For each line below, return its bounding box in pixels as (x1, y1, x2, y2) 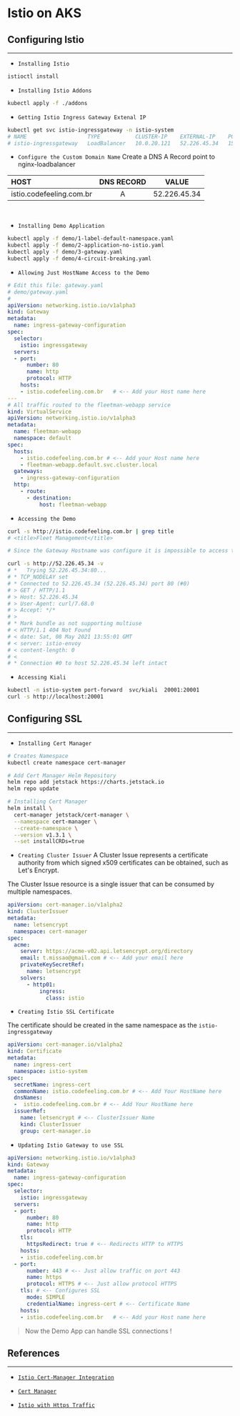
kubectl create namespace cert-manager (7, 759, 126, 766)
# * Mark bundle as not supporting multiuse (7, 620, 142, 627)
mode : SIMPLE (26, 1294, 66, 1301)
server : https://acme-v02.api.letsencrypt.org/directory (20, 948, 194, 955)
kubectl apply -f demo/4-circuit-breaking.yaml (7, 255, 152, 262)
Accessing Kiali (17, 674, 66, 682)
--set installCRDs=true (14, 838, 84, 845)
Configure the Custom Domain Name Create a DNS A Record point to (17, 152, 216, 161)
